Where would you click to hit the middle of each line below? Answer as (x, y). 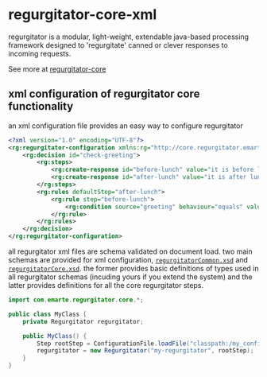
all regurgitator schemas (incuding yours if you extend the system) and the (130, 277)
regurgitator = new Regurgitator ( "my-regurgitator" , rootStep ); (145, 351)
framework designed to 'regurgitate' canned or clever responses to (118, 45)
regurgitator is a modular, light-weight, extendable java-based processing (128, 37)
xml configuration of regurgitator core (104, 94)
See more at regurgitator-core (57, 68)
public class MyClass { (48, 314)
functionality (41, 106)
